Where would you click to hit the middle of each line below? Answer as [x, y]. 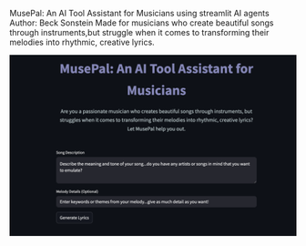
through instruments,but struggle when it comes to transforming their [139, 32]
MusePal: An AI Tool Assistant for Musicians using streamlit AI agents [140, 13]
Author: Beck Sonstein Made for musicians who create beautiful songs [142, 23]
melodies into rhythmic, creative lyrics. [82, 42]
